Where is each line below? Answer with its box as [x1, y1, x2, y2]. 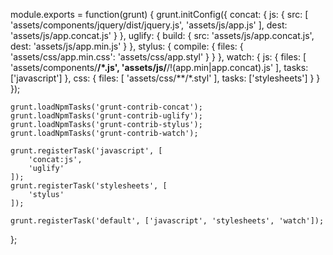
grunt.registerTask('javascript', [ [10, 146, 163, 156]
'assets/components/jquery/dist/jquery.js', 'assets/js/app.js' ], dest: [10, 19, 288, 31]
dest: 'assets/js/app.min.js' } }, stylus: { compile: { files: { [10, 40, 244, 52]
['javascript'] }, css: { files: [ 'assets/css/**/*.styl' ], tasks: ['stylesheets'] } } [10, 72, 321, 84]
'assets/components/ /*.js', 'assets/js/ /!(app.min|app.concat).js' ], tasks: [10, 62, 309, 73]
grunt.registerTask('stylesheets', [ [10, 181, 168, 191]
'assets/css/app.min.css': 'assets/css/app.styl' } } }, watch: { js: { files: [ [10, 51, 307, 63]
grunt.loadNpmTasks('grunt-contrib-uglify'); [10, 111, 203, 121]
